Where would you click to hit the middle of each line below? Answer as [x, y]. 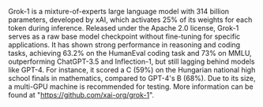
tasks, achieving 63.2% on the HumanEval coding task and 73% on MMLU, [130, 53]
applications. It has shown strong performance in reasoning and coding [124, 45]
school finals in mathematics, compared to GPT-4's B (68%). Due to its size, [132, 78]
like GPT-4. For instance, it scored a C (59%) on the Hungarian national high [132, 70]
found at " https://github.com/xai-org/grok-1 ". [81, 95]
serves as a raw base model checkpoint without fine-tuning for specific [124, 36]
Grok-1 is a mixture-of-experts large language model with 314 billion [119, 11]
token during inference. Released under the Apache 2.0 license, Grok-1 [124, 28]
